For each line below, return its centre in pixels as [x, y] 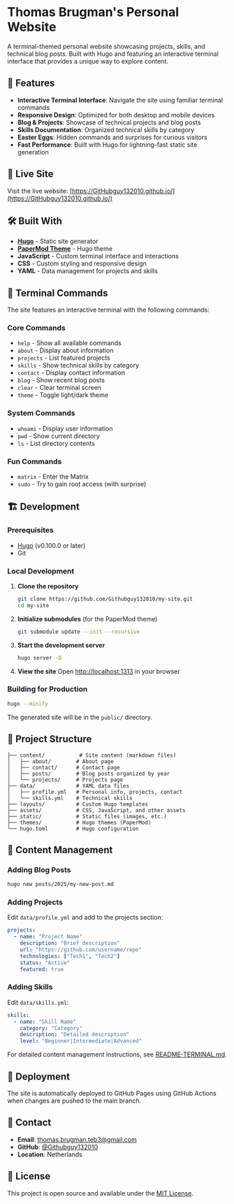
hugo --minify [28, 704]
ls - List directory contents [56, 443]
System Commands [41, 413]
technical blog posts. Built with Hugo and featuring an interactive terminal [113, 54]
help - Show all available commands [70, 343]
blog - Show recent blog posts [61, 380]
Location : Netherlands [50, 1154]
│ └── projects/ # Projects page [65, 780]
